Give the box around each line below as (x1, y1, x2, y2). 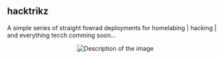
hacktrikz (7, 5, 49, 17)
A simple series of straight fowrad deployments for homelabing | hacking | (7, 23, 217, 32)
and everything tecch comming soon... (7, 31, 117, 39)
